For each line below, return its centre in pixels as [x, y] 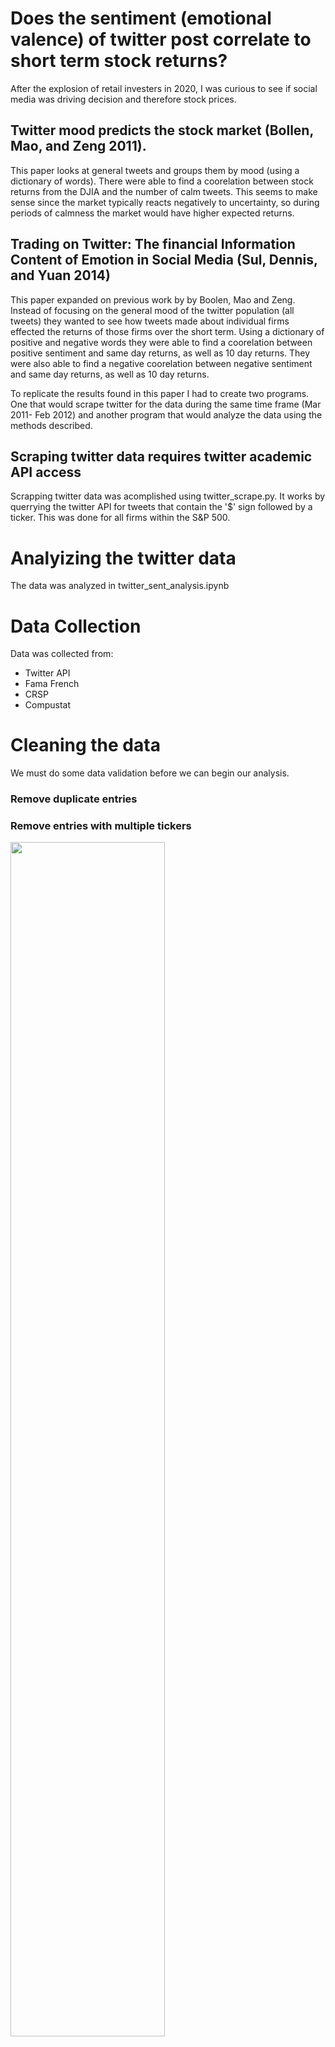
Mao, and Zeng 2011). [78, 146]
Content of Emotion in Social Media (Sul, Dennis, [164, 260]
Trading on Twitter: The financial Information [153, 244]
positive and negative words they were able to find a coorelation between [161, 342]
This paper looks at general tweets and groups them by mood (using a [155, 170]
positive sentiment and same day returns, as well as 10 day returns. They [160, 353]
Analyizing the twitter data [123, 558]
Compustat [48, 705]
